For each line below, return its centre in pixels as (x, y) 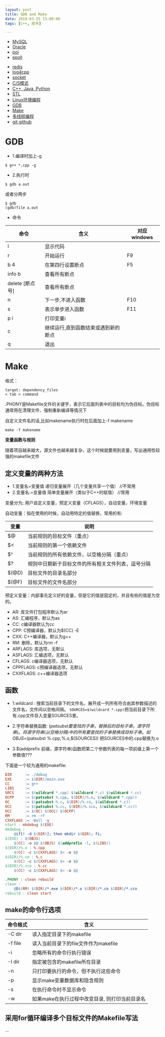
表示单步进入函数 (65, 309)
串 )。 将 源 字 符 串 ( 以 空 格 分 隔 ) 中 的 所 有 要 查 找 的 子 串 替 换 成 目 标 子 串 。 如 (81, 732)
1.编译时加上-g (27, 156)
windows (142, 238)
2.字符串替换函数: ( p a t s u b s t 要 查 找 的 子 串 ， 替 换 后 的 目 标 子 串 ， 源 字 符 (81, 726)
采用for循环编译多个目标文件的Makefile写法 (72, 1018)
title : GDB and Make (26, 14)
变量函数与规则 (20, 440)
